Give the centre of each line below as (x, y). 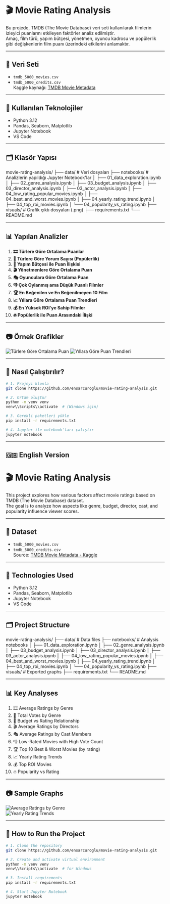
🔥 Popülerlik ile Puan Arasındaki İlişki (53, 315)
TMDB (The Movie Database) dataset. (45, 501)
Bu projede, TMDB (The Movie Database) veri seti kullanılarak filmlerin (79, 28)
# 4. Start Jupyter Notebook (36, 892)
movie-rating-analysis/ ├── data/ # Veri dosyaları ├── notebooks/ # (77, 172)
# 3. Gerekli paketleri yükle (38, 416)
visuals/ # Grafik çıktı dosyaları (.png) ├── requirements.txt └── (73, 210)
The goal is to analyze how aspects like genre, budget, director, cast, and (82, 506)
